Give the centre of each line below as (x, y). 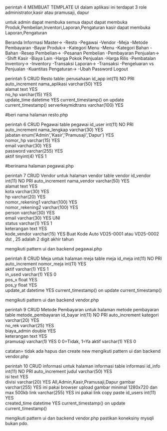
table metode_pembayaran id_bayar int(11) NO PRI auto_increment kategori (82, 315)
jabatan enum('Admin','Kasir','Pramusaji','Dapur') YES (60, 135)
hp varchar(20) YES (25, 197)
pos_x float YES (21, 280)
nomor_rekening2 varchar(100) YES (42, 207)
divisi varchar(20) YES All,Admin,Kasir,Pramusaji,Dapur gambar (70, 382)
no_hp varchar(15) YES (29, 95)
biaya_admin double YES (31, 331)
